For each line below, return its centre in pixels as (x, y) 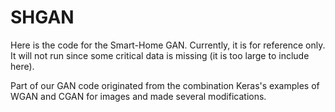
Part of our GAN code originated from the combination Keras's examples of (165, 85)
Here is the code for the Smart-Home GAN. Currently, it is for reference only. (168, 45)
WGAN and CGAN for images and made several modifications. (138, 96)
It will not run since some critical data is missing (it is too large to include (160, 55)
